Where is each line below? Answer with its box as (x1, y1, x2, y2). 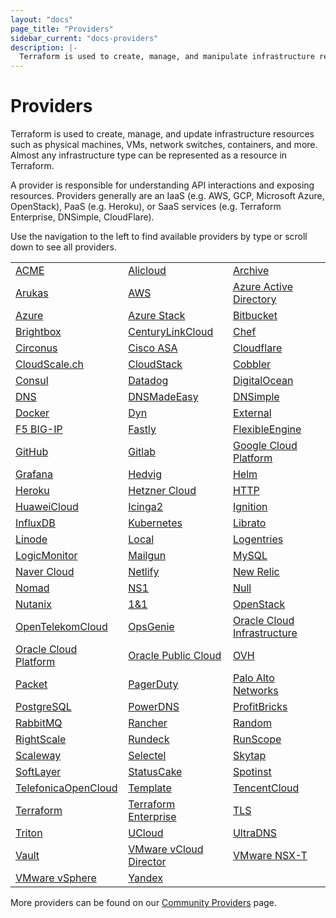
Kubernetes (128, 516, 183, 530)
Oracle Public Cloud (128, 649, 222, 663)
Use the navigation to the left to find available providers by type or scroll (10, 231, 308, 243)
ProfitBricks (232, 700, 288, 714)
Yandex (128, 871, 163, 885)
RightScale (15, 732, 67, 746)
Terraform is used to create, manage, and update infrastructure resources (10, 128, 315, 140)
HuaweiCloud (15, 500, 79, 514)
